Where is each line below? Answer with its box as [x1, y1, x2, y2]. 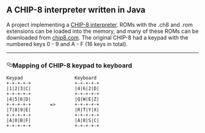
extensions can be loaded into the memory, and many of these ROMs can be [6, 27, 199, 35]
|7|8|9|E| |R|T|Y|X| [6, 107, 99, 113]
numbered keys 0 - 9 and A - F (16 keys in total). [6, 40, 128, 47]
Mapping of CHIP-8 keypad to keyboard [12, 61, 132, 69]
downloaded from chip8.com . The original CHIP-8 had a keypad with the [6, 33, 189, 41]
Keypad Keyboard [6, 75, 97, 81]
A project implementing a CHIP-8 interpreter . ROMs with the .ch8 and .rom [6, 21, 193, 28]
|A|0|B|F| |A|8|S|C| [6, 118, 99, 124]
